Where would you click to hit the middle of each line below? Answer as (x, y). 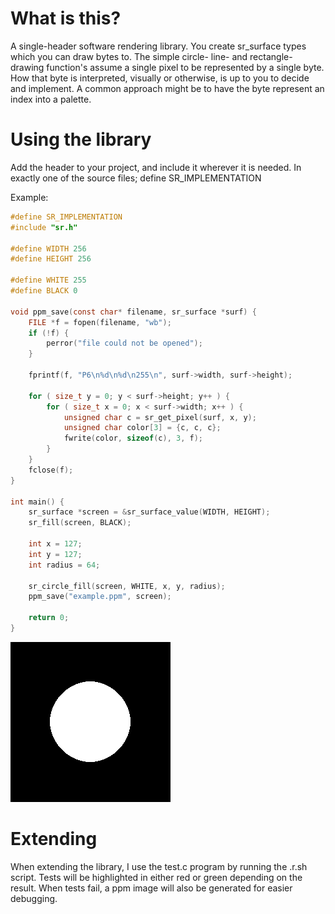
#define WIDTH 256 (48, 248)
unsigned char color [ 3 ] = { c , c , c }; (142, 428)
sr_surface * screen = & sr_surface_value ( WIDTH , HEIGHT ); (149, 512)
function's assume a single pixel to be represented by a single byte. (185, 67)
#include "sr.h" (44, 227)
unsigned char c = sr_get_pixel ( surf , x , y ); (160, 417)
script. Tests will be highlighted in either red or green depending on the (156, 877)
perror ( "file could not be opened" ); (124, 343)
